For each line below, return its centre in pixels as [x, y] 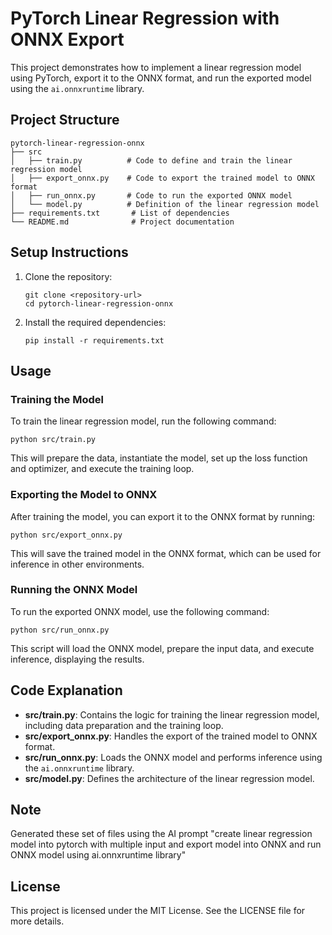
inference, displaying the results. [77, 659]
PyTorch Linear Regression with [145, 18]
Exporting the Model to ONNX [84, 495]
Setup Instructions [69, 252]
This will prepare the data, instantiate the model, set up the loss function [159, 458]
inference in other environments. [77, 564]
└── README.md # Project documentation [122, 222]
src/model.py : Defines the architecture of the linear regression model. [169, 778]
